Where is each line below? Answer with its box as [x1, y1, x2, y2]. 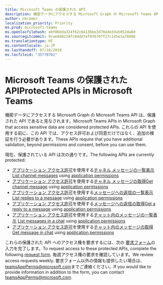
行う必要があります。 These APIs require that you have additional [13, 136, 143, 142]
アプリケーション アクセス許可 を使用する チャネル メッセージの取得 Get [12, 178, 153, 184]
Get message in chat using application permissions [12, 230, 114, 236]
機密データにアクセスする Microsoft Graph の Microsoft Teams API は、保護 [5, 112, 156, 118]
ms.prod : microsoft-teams [5, 25, 57, 30]
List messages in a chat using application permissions [17, 218, 126, 224]
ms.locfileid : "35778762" [5, 52, 57, 57]
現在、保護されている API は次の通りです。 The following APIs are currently [5, 152, 154, 158]
